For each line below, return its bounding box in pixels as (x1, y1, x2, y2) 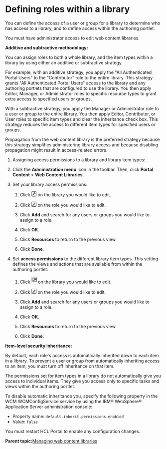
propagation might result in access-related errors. (5, 147, 108, 153)
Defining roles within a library (5, 3, 130, 15)
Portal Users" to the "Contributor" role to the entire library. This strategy (5, 74, 153, 80)
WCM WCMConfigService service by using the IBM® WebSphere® (5, 398, 142, 404)
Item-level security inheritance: (5, 343, 72, 349)
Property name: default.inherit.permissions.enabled (12, 413, 124, 419)
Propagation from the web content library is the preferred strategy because (5, 136, 160, 142)
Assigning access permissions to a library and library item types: (12, 156, 146, 163)
